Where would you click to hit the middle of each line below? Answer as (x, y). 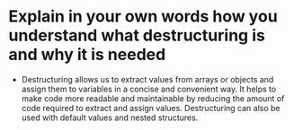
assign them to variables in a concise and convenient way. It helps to (149, 89)
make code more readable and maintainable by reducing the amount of (153, 98)
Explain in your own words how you (143, 17)
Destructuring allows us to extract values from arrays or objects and (147, 79)
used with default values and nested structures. (110, 117)
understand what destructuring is (137, 35)
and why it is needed (87, 55)
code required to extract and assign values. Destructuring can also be (151, 108)
